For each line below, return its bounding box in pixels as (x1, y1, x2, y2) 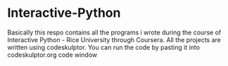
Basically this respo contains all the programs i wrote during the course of (7, 28, 222, 37)
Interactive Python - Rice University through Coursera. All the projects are (7, 35, 222, 44)
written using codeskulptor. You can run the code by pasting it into (7, 43, 201, 51)
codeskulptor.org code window (7, 51, 98, 59)
